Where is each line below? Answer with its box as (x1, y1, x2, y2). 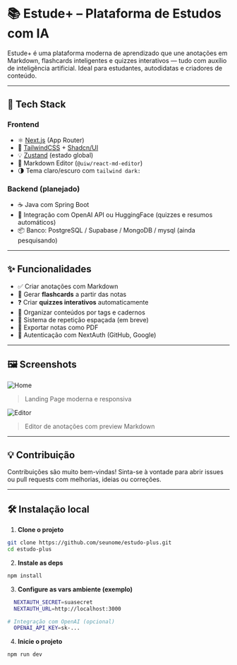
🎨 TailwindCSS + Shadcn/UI (17, 143, 99, 152)
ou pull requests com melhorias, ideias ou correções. (7, 475, 162, 484)
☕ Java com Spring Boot (17, 200, 90, 208)
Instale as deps (17, 558, 63, 567)
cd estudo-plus (7, 546, 52, 553)
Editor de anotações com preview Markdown (24, 422, 155, 430)
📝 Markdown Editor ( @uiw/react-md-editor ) (17, 158, 143, 167)
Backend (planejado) (7, 184, 80, 194)
